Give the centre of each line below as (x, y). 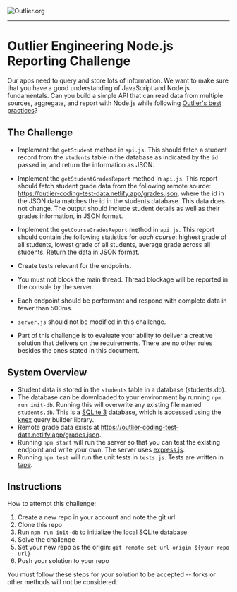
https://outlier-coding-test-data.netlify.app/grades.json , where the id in (121, 193)
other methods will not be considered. (62, 582)
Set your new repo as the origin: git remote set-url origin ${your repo (123, 548)
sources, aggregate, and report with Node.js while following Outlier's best (115, 103)
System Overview (47, 373)
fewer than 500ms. (45, 308)
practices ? (23, 110)
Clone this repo (39, 525)
